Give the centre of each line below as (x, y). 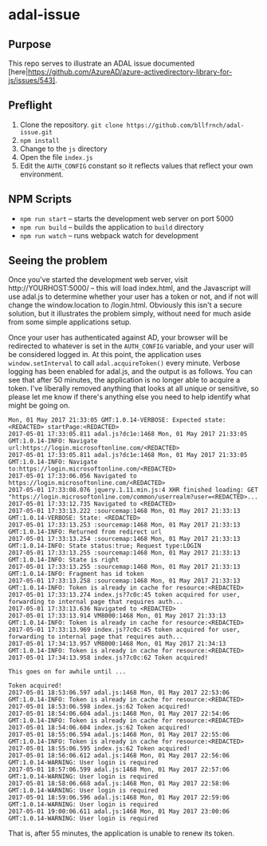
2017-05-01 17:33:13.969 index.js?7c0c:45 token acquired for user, (124, 630)
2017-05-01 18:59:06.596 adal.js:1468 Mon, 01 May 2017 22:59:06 (119, 798)
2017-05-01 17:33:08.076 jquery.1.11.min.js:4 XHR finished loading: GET (133, 490)
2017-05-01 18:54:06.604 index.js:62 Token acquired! (100, 728)
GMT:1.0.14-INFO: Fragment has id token (77, 574)
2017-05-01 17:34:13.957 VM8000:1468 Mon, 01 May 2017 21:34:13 (117, 644)
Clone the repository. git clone (71, 125)
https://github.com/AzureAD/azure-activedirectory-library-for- (130, 72)
